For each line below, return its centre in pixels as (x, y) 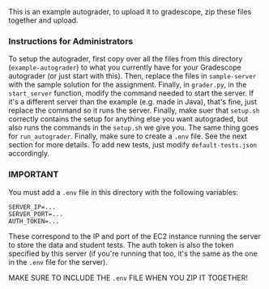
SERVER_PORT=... (36, 214)
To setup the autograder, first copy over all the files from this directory (126, 59)
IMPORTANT (34, 175)
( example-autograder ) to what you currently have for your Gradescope (125, 67)
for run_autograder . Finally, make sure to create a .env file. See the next (128, 136)
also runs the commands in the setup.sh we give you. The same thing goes (134, 128)
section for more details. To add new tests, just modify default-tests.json (133, 145)
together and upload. (43, 20)
